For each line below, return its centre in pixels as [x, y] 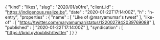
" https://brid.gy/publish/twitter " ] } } [41, 33]
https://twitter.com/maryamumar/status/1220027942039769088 [84, 22]
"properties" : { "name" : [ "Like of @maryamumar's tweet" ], [81, 17]
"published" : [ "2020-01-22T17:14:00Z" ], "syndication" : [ [64, 27]
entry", [12, 17]
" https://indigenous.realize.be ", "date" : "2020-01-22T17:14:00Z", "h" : [76, 12]
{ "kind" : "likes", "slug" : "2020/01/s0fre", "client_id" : [59, 7]
